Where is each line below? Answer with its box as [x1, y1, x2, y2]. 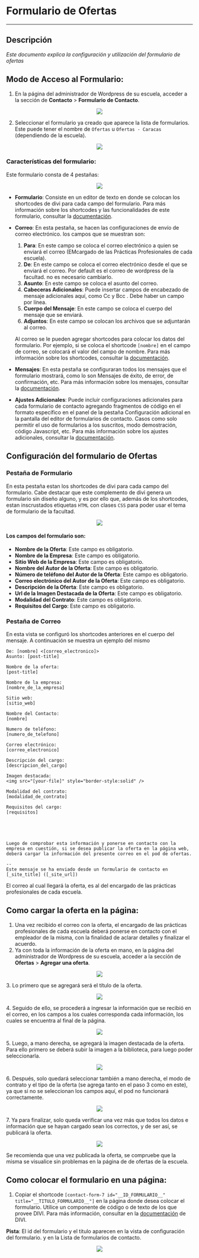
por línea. [23, 298, 47, 306]
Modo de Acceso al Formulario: [6, 74, 124, 84]
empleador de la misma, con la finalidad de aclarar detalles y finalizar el [14, 933, 190, 941]
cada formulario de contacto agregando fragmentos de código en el [14, 402, 181, 409]
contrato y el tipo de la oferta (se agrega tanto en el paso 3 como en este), [6, 1081, 188, 1088]
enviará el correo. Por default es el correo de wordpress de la [23, 267, 174, 274]
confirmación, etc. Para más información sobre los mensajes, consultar [14, 378, 189, 385]
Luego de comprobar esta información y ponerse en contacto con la [6, 841, 176, 847]
